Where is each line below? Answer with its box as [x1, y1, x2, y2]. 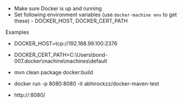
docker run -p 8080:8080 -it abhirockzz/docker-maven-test [13, 80, 160, 87]
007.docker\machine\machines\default [13, 58, 107, 64]
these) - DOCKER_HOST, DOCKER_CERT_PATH [13, 18, 128, 24]
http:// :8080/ [13, 92, 46, 98]
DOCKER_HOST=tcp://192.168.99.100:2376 [13, 40, 118, 47]
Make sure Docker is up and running [13, 5, 102, 12]
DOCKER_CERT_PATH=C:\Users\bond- [13, 51, 108, 58]
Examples [5, 29, 29, 36]
